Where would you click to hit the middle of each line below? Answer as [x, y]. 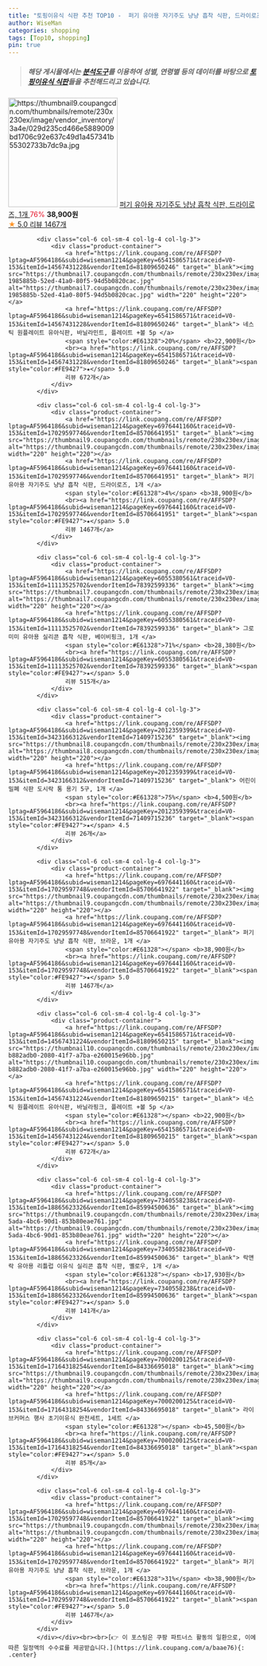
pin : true [25, 45]
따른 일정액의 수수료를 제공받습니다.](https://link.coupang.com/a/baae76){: [126, 1648]
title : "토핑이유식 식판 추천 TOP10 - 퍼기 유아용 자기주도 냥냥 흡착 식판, [120, 16]
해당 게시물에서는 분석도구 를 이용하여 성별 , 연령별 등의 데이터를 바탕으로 [138, 72]
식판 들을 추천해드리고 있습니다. [103, 81]
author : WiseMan [35, 23]
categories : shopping [44, 30]
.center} [23, 1655]
